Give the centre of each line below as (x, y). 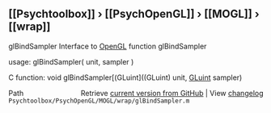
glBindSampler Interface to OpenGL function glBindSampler (108, 46)
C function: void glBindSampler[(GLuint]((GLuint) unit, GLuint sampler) (125, 77)
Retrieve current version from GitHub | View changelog (172, 93)
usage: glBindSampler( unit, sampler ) (71, 61)
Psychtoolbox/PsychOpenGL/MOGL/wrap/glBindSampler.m (99, 101)
